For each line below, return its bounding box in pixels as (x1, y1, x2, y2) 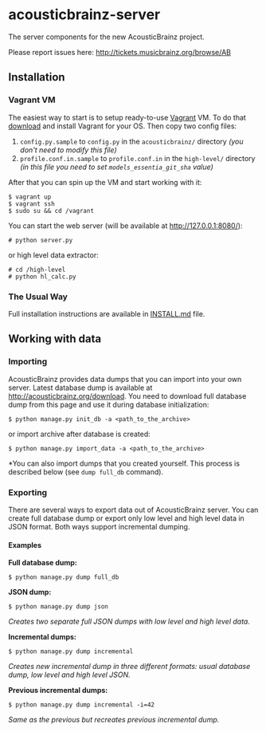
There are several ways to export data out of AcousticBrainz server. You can (8, 505, 259, 514)
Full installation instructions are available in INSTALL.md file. (8, 309, 205, 318)
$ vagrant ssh (8, 199, 56, 208)
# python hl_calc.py (8, 273, 77, 281)
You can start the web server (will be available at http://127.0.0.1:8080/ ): (8, 221, 243, 230)
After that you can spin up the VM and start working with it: (8, 177, 202, 187)
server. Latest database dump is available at (8, 383, 153, 392)
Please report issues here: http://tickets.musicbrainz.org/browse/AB (8, 47, 232, 57)
